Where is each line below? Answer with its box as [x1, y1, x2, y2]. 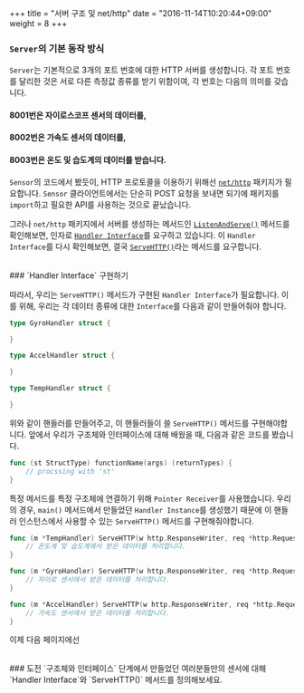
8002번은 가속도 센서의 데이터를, [9, 132, 127, 143]
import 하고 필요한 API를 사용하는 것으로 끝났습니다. [9, 198, 192, 210]
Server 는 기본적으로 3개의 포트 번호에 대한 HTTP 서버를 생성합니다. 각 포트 [9, 64, 274, 75]
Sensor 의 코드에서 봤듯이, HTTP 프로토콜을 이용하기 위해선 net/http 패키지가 [9, 176, 283, 188]
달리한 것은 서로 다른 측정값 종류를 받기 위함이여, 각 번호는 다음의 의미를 [18, 76, 272, 87]
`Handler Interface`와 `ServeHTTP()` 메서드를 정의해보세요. [9, 674, 223, 686]
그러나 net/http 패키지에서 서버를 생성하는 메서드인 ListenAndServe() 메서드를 [9, 218, 290, 229]
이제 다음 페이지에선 [9, 634, 80, 645]
